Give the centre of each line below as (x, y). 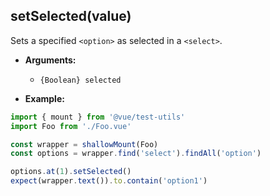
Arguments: (50, 60)
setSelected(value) (71, 16)
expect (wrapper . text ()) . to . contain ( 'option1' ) (109, 181)
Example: (44, 98)
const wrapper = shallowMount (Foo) (84, 144)
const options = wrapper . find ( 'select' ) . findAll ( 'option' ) (136, 154)
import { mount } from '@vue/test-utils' (98, 117)
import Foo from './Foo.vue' (71, 126)
